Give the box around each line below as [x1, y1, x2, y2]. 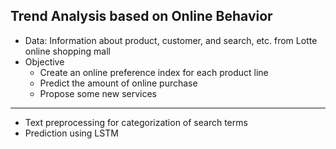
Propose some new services [39, 87, 157, 99]
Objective [24, 55, 65, 68]
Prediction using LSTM [24, 127, 119, 139]
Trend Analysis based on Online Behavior [10, 8, 273, 25]
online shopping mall [24, 45, 111, 57]
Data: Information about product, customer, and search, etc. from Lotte [24, 34, 318, 46]
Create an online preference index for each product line [39, 66, 269, 78]
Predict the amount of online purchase [39, 77, 198, 89]
